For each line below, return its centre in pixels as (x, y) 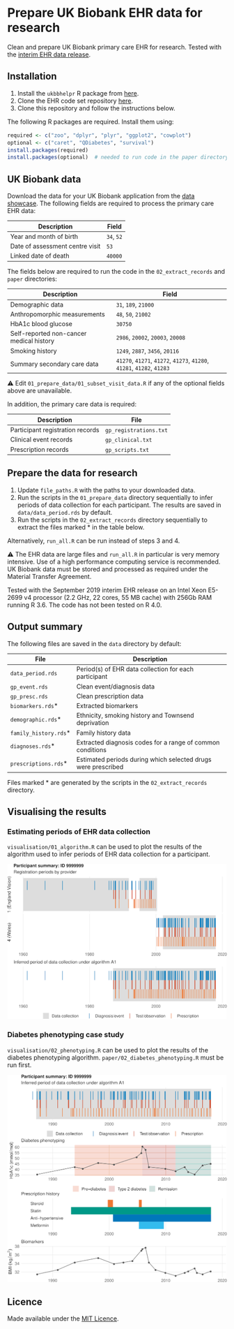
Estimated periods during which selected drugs (144, 760)
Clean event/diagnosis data (116, 686)
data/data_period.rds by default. (65, 512)
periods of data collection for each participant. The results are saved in (119, 505)
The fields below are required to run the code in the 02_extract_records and (116, 271)
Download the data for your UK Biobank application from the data (101, 196)
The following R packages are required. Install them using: (91, 122)
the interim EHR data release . (49, 54)
